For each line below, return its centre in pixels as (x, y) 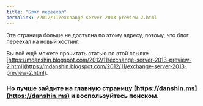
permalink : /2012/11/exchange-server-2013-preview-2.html (82, 18)
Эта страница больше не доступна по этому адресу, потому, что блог (98, 35)
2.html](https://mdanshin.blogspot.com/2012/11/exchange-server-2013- (97, 66)
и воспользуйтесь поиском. (115, 96)
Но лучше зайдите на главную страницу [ (71, 88)
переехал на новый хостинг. (43, 41)
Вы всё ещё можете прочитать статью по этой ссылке (77, 53)
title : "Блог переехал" (37, 12)
